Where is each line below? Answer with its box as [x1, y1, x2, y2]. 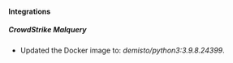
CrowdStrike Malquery [8, 25, 87, 35]
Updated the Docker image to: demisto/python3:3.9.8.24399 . [19, 45, 225, 55]
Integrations [8, 6, 51, 16]
